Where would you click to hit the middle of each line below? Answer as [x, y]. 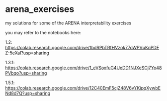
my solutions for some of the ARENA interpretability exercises [68, 23]
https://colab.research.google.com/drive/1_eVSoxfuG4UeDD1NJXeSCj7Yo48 [83, 68]
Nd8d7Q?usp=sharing [28, 93]
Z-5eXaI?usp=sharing [27, 53]
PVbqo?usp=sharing [26, 73]
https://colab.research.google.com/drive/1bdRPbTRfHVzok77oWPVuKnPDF [82, 47]
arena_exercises [40, 9]
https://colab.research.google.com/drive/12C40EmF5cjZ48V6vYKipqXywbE [83, 88]
